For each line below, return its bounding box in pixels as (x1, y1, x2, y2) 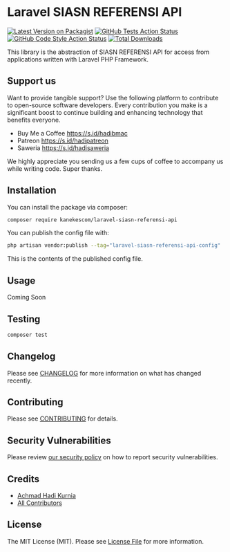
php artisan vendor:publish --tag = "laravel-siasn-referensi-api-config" (7, 242, 221, 249)
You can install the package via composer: (7, 203, 128, 211)
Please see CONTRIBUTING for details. (7, 414, 119, 423)
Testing (7, 313, 41, 325)
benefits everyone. (7, 116, 61, 124)
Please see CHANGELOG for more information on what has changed (7, 369, 202, 377)
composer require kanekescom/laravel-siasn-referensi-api (7, 216, 178, 223)
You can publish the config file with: (7, 229, 109, 237)
